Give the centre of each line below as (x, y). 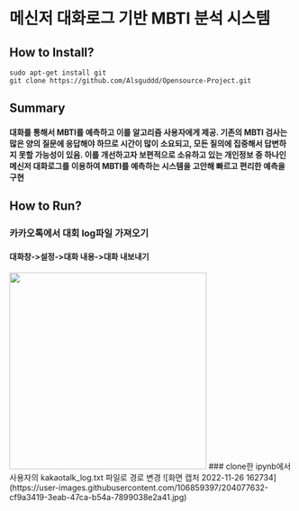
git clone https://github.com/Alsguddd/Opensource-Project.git (131, 81)
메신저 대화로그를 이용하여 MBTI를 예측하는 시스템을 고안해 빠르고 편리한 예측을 (147, 166)
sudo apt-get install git (58, 73)
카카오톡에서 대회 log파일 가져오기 (79, 233)
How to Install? (52, 52)
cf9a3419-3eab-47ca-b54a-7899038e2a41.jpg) (98, 497)
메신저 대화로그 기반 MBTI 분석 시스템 (140, 18)
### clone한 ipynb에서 (249, 466)
